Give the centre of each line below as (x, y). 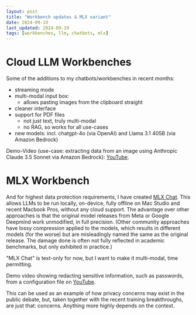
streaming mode (34, 90)
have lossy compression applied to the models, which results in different (93, 228)
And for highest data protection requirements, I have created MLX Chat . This (98, 197)
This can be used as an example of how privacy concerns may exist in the (95, 293)
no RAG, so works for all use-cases (66, 127)
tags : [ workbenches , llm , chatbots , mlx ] (57, 33)
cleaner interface (35, 108)
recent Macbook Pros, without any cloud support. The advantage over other (98, 209)
